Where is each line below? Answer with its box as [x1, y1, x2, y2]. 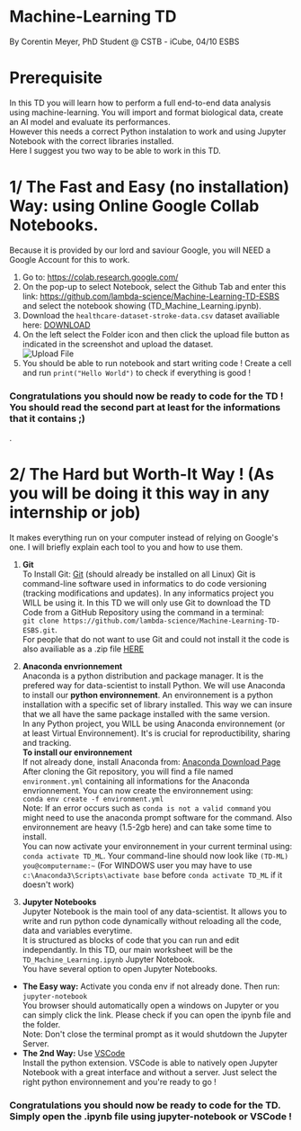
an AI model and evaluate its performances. [9, 116, 171, 127]
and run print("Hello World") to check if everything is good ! [22, 367, 252, 378]
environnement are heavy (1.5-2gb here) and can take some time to [22, 821, 272, 833]
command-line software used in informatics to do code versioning [22, 579, 267, 589]
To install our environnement [22, 747, 133, 758]
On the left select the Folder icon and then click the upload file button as [22, 328, 290, 339]
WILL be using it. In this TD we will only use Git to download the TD [22, 597, 271, 608]
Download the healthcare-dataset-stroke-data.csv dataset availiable [22, 310, 280, 320]
